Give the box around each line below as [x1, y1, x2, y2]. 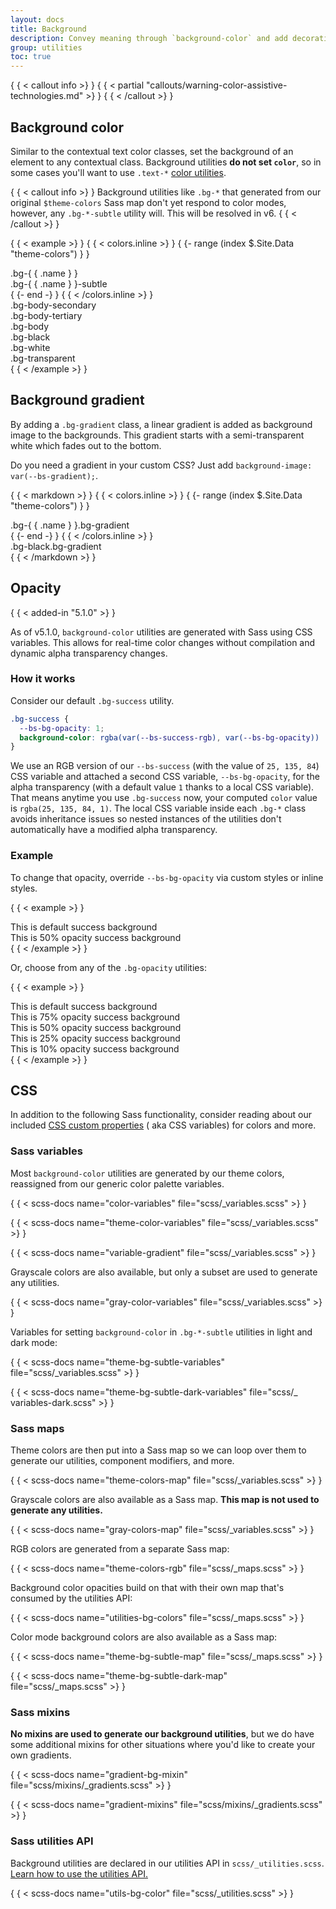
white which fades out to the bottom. [10, 439, 162, 451]
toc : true [10, 52, 52, 62]
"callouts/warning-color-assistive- [146, 79, 288, 91]
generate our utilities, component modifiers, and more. [10, 1455, 235, 1467]
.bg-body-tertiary [10, 309, 83, 321]
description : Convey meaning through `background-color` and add [10, 33, 288, 43]
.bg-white [10, 341, 51, 353]
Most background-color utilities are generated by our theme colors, [10, 1167, 285, 1179]
